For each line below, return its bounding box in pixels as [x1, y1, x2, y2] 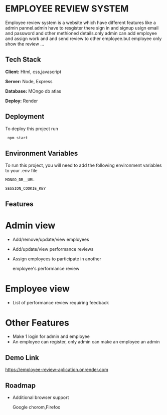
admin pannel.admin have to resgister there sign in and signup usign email [5, 25, 159, 31]
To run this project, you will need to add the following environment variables [5, 162, 162, 168]
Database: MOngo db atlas [5, 88, 62, 94]
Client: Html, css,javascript [5, 69, 62, 75]
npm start [7, 135, 28, 140]
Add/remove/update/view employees [12, 236, 89, 242]
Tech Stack [5, 56, 41, 64]
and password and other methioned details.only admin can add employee [5, 30, 157, 36]
